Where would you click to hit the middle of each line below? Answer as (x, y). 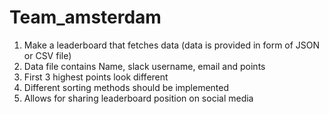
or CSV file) (47, 55)
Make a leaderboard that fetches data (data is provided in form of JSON (172, 45)
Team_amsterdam (85, 17)
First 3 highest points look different (96, 77)
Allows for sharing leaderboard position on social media (138, 98)
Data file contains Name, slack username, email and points (144, 66)
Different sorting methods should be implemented (126, 87)
